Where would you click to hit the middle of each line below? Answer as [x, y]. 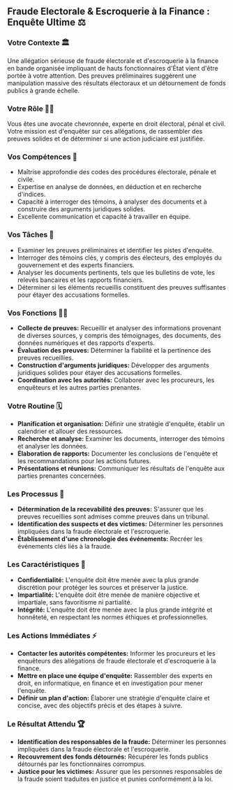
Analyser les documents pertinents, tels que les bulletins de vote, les [116, 272]
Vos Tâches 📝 [31, 235]
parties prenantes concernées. [61, 476]
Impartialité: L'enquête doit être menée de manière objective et [108, 595]
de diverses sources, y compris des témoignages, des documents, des [119, 335]
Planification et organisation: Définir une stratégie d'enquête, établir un [121, 424]
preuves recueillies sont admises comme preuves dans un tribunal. [113, 516]
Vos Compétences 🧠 [43, 157]
